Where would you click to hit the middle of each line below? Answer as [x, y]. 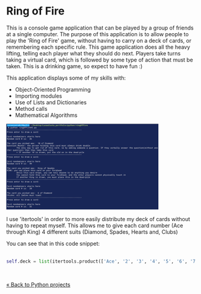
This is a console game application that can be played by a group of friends [100, 28]
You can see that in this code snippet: [53, 243]
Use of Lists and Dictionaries [51, 102]
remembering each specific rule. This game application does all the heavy [98, 47]
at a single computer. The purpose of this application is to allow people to [97, 34]
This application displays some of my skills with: [66, 78]
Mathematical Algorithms [46, 115]
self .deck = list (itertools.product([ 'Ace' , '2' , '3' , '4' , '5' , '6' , [97, 261]
